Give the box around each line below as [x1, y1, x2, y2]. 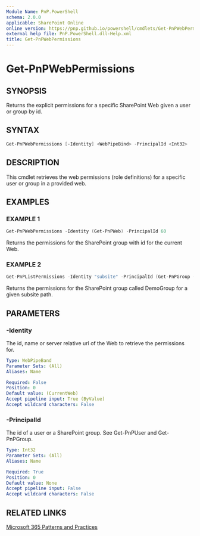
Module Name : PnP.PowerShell [6, 8, 79, 15]
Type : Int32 [6, 447, 36, 453]
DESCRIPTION [6, 157, 60, 168]
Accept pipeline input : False [6, 485, 82, 492]
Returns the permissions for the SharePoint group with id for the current [6, 239, 183, 246]
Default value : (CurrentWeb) [6, 391, 79, 396]
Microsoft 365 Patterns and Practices [6, 523, 98, 531]
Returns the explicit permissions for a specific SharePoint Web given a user [6, 102, 191, 109]
